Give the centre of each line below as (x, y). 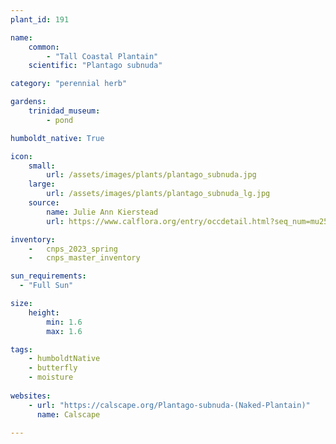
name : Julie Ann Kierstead (102, 212)
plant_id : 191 (40, 19)
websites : (31, 396)
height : (44, 312)
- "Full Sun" (46, 286)
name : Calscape (68, 414)
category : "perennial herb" (69, 84)
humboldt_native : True (57, 138)
